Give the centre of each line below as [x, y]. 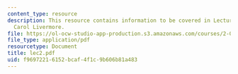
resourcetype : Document [42, 47]
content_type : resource [42, 14]
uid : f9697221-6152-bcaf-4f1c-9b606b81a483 [73, 60]
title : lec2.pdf [31, 54]
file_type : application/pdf [49, 40]
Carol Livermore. [39, 27]
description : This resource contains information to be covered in [109, 20]
